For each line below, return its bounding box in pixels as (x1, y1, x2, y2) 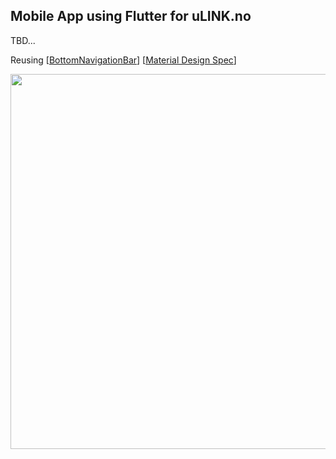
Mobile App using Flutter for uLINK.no (10, 8, 252, 25)
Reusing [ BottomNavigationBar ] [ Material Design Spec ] (10, 54, 237, 66)
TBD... (10, 34, 36, 46)
